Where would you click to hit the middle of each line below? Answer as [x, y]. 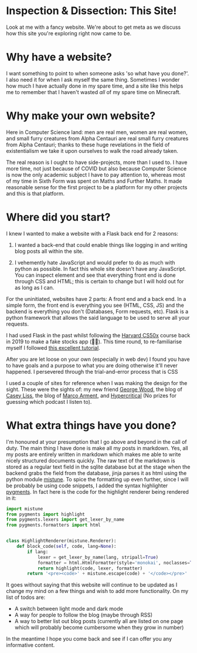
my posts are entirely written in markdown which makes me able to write [94, 454]
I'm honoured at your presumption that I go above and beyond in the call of [97, 441]
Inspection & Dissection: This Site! [91, 11]
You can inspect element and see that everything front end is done [95, 275]
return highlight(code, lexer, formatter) [90, 568]
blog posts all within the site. [49, 251]
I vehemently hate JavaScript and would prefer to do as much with [95, 262]
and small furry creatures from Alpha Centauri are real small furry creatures [97, 138]
